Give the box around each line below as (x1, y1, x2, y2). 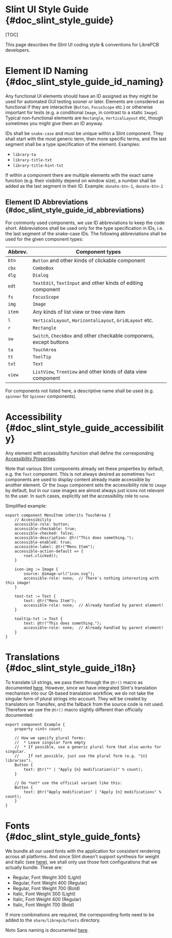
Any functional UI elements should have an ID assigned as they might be (5, 93, 158, 99)
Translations (5, 651, 60, 663)
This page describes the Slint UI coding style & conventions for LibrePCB (5, 41, 159, 47)
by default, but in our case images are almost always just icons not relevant (5, 487, 164, 493)
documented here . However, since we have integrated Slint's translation (5, 684, 157, 691)
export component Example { (5, 721, 66, 727)
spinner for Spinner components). (5, 393, 77, 399)
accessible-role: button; (14, 521, 70, 527)
